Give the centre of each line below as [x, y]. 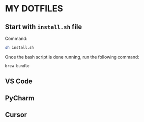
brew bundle [17, 66]
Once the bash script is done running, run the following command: [72, 57]
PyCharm [20, 98]
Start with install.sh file [43, 27]
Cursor [16, 114]
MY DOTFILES [34, 9]
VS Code [19, 81]
